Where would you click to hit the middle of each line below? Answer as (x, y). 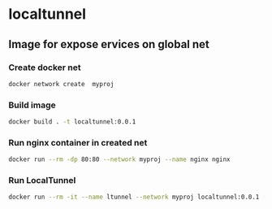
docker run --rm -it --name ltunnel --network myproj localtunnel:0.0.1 (134, 197)
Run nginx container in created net (78, 142)
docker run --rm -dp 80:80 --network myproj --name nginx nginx (119, 159)
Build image (32, 105)
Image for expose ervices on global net (109, 44)
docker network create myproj (61, 84)
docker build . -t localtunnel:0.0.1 (72, 122)
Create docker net (45, 67)
